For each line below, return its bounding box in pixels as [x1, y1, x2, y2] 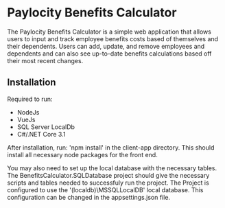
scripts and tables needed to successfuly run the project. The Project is [7, 178, 209, 187]
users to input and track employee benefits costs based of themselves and [7, 34, 218, 43]
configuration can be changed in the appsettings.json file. [7, 193, 170, 201]
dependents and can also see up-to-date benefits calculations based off [7, 49, 212, 58]
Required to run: [7, 95, 53, 103]
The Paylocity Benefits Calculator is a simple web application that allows [7, 27, 211, 36]
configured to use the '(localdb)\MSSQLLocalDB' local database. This [7, 185, 204, 194]
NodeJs [16, 108, 40, 116]
